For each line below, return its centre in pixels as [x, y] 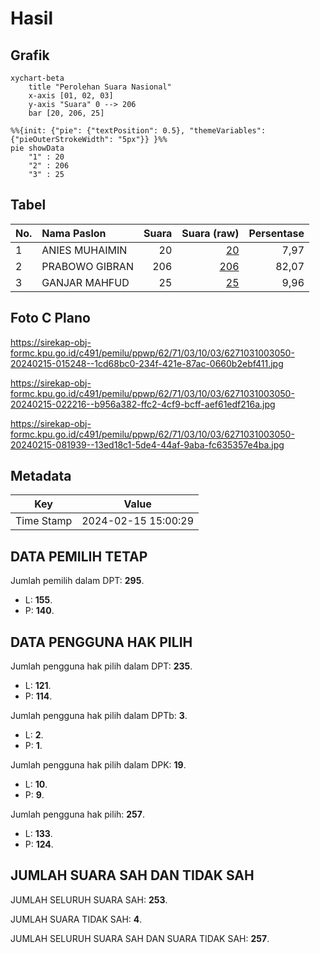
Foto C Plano [50, 318]
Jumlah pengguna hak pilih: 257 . [77, 814]
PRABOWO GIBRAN [87, 266]
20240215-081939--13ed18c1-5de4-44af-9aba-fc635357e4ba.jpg [147, 444]
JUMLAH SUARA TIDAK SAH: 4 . [76, 919]
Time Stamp [44, 521]
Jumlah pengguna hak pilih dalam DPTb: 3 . [99, 716]
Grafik [30, 55]
